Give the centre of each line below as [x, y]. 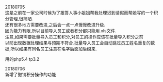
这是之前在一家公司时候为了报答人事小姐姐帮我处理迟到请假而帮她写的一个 [79, 13]
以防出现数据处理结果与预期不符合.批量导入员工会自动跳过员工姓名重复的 [78, 43]
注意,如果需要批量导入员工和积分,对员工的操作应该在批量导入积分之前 [74, 37]
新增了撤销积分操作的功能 [31, 75]
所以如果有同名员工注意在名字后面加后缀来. [54, 49]
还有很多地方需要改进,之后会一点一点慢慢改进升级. [55, 25]
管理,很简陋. [21, 19]
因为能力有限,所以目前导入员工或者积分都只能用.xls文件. [61, 31]
